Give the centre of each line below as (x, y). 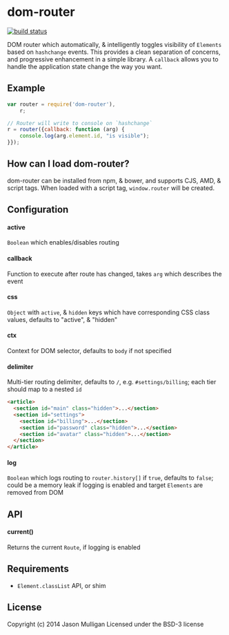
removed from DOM (36, 493)
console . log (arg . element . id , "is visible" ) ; (84, 136)
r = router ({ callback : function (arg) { (66, 130)
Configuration (38, 210)
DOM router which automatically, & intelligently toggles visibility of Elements (114, 44)
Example (26, 88)
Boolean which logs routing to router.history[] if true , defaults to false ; (110, 478)
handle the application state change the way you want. (85, 66)
